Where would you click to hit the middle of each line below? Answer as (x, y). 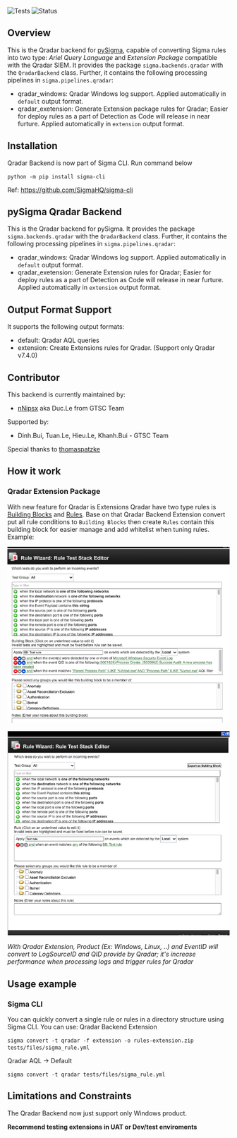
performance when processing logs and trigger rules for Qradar (101, 962)
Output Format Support (60, 309)
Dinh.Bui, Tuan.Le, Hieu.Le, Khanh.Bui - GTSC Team (93, 436)
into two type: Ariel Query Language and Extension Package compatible (112, 57)
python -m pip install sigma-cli (56, 176)
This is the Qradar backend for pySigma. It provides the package (101, 229)
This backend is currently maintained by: (66, 394)
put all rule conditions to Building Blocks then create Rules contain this (111, 521)
